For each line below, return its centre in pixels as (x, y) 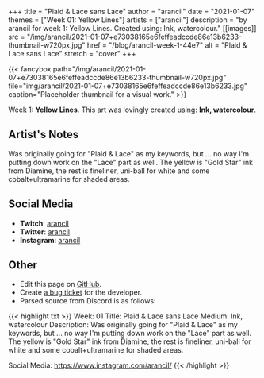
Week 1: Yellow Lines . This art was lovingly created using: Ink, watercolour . (132, 110)
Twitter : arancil (45, 231)
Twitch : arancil (44, 223)
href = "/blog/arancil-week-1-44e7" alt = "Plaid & (167, 45)
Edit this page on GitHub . (60, 284)
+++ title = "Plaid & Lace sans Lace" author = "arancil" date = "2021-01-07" (132, 12)
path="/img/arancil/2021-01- (99, 69)
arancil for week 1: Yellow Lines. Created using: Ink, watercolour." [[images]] (132, 28)
